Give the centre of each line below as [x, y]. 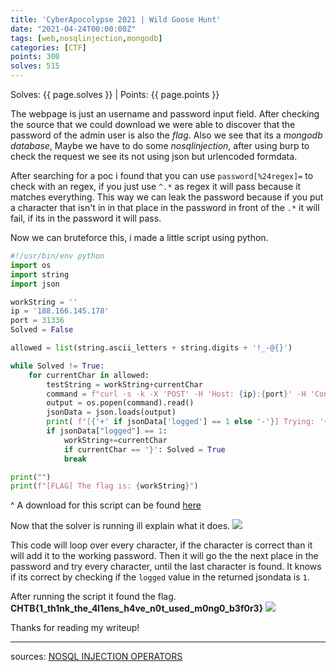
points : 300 [35, 57]
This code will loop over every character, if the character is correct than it [161, 545]
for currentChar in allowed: [89, 375]
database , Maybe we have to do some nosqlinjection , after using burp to [160, 145]
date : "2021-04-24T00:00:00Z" [73, 29]
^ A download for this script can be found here [106, 505]
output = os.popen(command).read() [120, 403]
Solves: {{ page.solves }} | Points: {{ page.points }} [115, 94]
